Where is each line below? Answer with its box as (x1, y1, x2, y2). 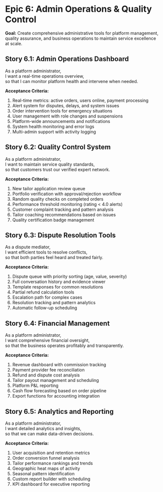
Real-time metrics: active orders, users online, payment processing (12, 97, 149, 103)
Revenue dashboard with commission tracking (12, 362, 106, 368)
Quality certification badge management (12, 217, 95, 223)
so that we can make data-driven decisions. (5, 431, 94, 436)
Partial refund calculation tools (12, 289, 75, 295)
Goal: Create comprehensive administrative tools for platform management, (5, 30, 159, 36)
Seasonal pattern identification (12, 471, 75, 476)
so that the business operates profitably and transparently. (5, 343, 124, 348)
